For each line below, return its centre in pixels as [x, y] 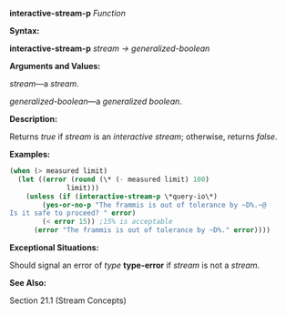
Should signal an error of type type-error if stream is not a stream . [135, 265]
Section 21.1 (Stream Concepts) [68, 300]
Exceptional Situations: [54, 248]
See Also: [28, 283]
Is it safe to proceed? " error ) [73, 213]
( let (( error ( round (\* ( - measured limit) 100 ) [113, 179]
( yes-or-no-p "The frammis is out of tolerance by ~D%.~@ [154, 205]
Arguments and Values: [55, 66]
